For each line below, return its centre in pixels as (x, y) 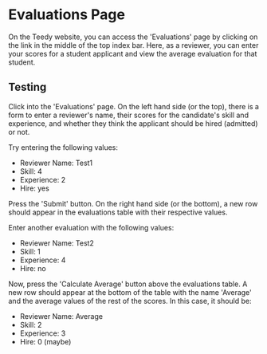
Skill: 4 (31, 171)
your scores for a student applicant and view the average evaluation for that (133, 53)
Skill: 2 (31, 324)
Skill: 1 (30, 251)
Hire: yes (34, 188)
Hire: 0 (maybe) (45, 341)
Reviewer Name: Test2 (57, 243)
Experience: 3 (43, 333)
